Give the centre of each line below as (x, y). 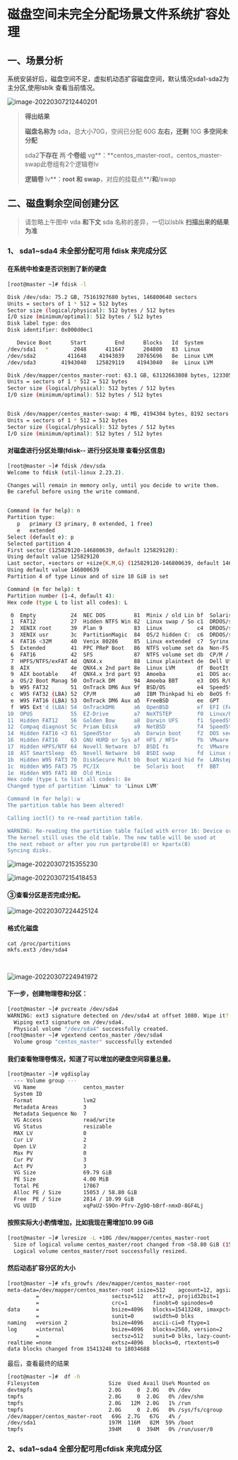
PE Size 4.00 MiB (61, 1179)
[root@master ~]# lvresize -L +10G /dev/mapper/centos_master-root (109, 1238)
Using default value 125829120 (53, 557)
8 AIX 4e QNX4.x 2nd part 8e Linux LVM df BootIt (120, 668)
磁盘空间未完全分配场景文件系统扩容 (113, 14)
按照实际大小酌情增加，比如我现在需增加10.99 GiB (81, 1222)
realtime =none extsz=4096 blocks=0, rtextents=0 (113, 1343)
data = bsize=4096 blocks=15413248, (105, 1310)
